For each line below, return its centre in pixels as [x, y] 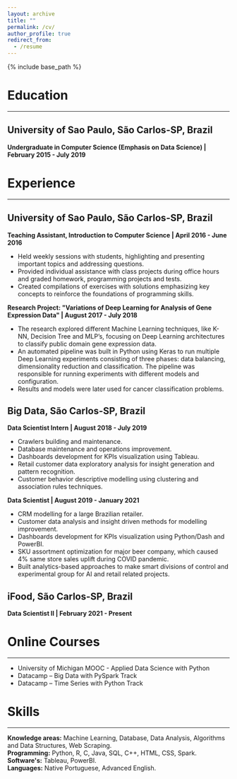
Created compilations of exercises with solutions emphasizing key [114, 286]
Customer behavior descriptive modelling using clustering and [108, 479]
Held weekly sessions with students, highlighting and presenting [111, 256]
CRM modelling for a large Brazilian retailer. [80, 514]
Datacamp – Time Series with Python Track [80, 684]
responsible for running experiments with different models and [108, 374]
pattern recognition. [46, 471]
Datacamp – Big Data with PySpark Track [77, 676]
